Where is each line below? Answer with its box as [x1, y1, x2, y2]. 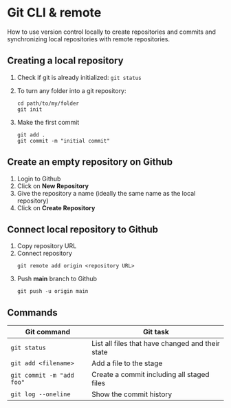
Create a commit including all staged [91, 370, 210, 380]
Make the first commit [16, 118, 80, 126]
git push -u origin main [16, 288, 89, 295]
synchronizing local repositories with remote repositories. [7, 34, 170, 43]
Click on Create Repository [16, 203, 96, 212]
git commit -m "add [10, 371, 74, 380]
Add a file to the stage [91, 358, 163, 368]
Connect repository [16, 249, 72, 258]
